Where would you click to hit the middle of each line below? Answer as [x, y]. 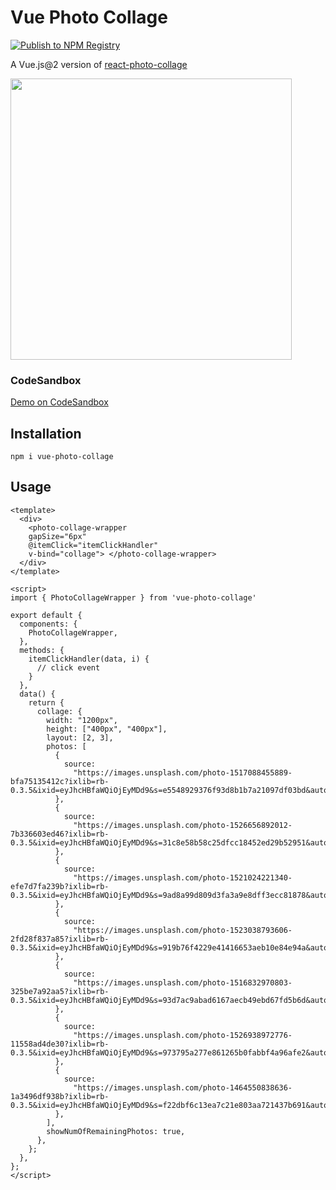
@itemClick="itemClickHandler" [93, 545]
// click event [68, 667]
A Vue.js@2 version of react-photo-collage [99, 64]
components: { [48, 624]
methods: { [42, 650]
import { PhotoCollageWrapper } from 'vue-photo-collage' [133, 597]
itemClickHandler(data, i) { [89, 659]
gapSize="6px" [57, 536]
